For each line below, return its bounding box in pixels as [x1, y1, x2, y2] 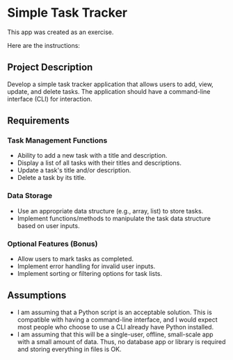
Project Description [7, 61, 93, 74]
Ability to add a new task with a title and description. [17, 152, 168, 160]
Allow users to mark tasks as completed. [17, 255, 134, 263]
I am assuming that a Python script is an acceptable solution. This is [17, 308, 212, 316]
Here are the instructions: [7, 41, 80, 49]
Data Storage [7, 191, 53, 201]
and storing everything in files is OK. [17, 345, 122, 353]
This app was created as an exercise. [7, 28, 114, 36]
